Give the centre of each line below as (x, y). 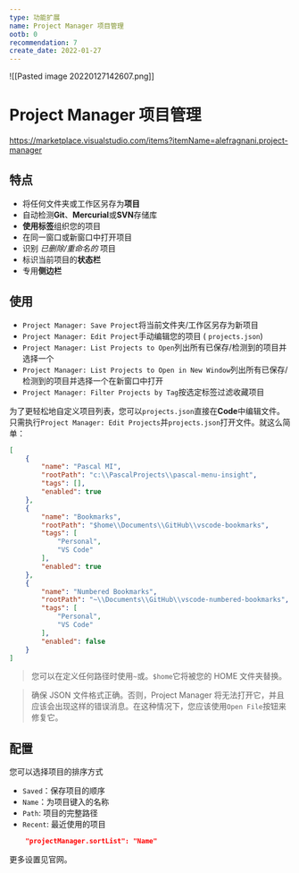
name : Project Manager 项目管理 (67, 26)
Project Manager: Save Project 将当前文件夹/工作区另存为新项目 (140, 325)
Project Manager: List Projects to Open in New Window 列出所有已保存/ (155, 369)
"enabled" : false (73, 641)
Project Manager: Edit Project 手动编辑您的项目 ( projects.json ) (142, 335)
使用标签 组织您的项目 (61, 225)
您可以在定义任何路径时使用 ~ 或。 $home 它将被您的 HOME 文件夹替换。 (159, 676)
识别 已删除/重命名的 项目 (69, 248)
